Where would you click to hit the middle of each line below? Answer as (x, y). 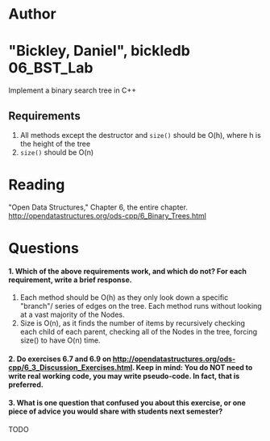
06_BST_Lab (51, 68)
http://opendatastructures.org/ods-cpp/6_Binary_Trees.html (108, 215)
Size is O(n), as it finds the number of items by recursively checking (133, 323)
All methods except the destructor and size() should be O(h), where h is (141, 135)
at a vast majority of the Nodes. (72, 314)
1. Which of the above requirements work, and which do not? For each (128, 271)
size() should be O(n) (57, 152)
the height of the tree (55, 144)
